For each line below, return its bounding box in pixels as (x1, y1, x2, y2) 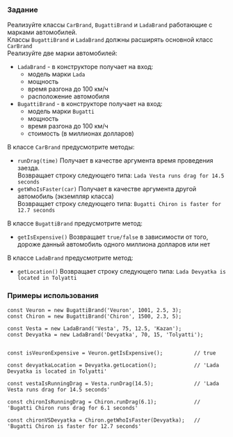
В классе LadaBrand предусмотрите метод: (7, 253, 134, 262)
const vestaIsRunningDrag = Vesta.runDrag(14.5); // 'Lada (7, 380, 219, 387)
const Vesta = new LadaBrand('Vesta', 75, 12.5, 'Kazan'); (7, 325, 182, 332)
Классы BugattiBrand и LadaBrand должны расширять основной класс (7, 36, 214, 44)
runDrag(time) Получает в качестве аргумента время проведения (17, 156, 214, 165)
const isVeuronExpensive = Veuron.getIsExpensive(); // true (7, 349, 216, 357)
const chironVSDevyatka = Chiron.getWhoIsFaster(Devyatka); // (7, 417, 200, 424)
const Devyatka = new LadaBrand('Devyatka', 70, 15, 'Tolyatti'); (7, 331, 204, 338)
